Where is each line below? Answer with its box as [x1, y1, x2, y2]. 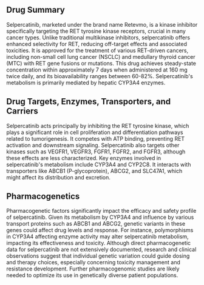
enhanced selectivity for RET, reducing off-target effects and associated [6, 40, 187, 47]
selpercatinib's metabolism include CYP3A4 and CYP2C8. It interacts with [6, 161, 191, 168]
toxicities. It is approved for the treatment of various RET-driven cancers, [6, 47, 189, 54]
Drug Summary [6, 5, 65, 15]
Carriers [6, 106, 38, 116]
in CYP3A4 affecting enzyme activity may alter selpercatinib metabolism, [6, 233, 189, 240]
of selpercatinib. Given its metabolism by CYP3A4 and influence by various [6, 213, 194, 221]
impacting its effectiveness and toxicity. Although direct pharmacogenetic [6, 240, 191, 247]
